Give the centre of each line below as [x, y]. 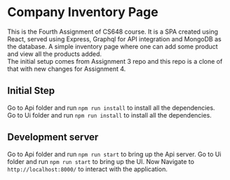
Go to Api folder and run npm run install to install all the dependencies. [111, 108]
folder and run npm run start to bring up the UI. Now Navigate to [101, 161]
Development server [53, 137]
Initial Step [31, 91]
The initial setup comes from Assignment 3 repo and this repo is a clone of [115, 61]
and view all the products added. [55, 54]
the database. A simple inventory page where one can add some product [113, 46]
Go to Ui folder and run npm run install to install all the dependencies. [109, 115]
